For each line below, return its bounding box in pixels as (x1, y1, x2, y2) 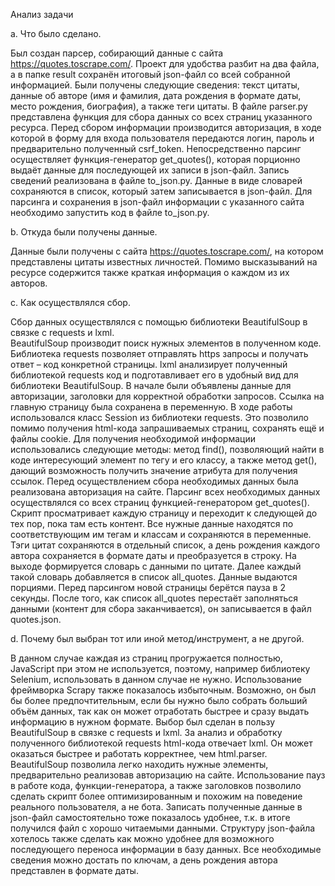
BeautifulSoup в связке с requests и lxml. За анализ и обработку (10, 727, 283, 738)
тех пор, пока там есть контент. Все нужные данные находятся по (10, 518, 294, 529)
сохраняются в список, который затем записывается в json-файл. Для (10, 185, 313, 197)
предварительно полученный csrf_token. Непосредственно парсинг (10, 143, 302, 154)
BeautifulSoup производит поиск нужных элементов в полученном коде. (10, 337, 322, 349)
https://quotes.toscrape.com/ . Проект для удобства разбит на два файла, (10, 58, 320, 69)
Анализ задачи (10, 9, 74, 20)
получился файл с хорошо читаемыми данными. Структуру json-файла (10, 822, 316, 834)
